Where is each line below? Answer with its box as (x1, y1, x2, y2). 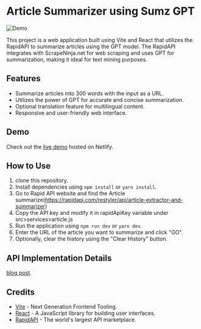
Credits (6, 287, 35, 297)
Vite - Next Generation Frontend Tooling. (15, 303, 118, 310)
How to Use (6, 161, 51, 171)
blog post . (6, 269, 32, 277)
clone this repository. (15, 177, 69, 184)
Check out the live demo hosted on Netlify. (6, 143, 114, 150)
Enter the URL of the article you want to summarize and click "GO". (15, 229, 183, 236)
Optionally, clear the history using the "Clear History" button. (15, 235, 168, 242)
